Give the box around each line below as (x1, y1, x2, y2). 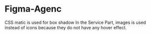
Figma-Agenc (4, 3, 62, 15)
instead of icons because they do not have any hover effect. (4, 24, 127, 30)
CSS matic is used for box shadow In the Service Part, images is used (4, 19, 146, 25)
